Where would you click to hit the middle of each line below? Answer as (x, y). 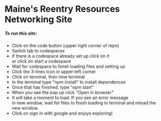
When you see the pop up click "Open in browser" (63, 93)
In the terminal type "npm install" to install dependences (69, 82)
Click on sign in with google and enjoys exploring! (62, 113)
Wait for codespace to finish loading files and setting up (68, 67)
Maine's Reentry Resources (62, 9)
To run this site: (21, 33)
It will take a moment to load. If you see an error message (70, 98)
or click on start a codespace (41, 61)
